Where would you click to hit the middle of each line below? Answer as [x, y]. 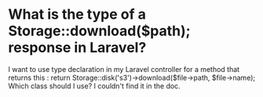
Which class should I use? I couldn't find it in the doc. [94, 86]
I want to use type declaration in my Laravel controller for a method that [124, 69]
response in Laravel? [77, 48]
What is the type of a [77, 14]
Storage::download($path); [99, 31]
